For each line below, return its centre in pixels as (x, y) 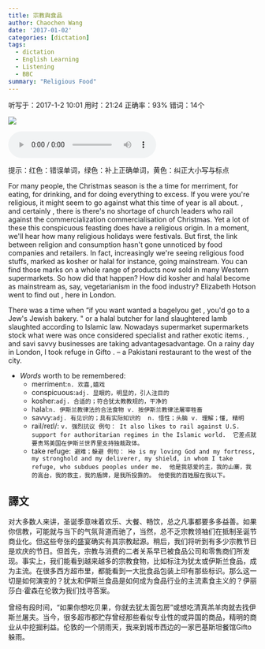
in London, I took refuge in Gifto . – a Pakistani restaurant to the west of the (130, 352)
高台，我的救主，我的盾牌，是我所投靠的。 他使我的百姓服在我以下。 (133, 475)
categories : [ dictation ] (49, 37)
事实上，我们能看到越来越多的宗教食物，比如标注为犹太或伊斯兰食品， (136, 561)
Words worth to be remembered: (73, 375)
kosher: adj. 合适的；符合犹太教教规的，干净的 (99, 401)
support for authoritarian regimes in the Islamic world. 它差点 (141, 435)
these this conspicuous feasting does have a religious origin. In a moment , (129, 228)
